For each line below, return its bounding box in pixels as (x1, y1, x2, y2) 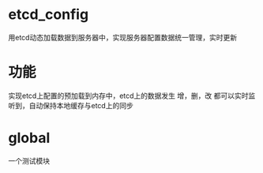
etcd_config (8, 6, 89, 24)
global (8, 129, 51, 147)
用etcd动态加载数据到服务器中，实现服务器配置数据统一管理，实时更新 (8, 32, 238, 42)
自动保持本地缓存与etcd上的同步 (28, 100, 134, 110)
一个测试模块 (8, 156, 50, 165)
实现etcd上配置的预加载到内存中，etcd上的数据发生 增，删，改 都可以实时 (8, 91, 249, 100)
